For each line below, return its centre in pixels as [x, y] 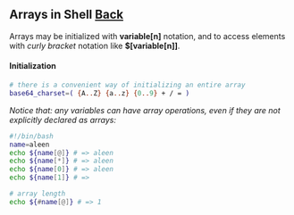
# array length [38, 194]
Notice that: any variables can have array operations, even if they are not [145, 110]
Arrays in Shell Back [66, 15]
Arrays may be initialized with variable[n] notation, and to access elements [147, 36]
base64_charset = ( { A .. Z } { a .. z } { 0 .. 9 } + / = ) [100, 93]
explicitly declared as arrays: [63, 120]
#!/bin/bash [31, 136]
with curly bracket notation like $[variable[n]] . [95, 45]
